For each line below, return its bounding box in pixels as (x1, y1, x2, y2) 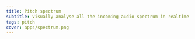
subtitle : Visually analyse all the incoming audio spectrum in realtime (6, 14, 190, 19)
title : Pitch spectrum (6, 8, 61, 14)
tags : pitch (6, 19, 35, 25)
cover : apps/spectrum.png (6, 24, 69, 30)
